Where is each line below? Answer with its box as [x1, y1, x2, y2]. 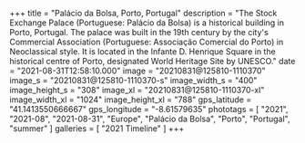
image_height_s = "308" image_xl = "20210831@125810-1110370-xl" [9, 85, 265, 95]
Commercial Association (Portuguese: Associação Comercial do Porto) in [9, 36, 284, 47]
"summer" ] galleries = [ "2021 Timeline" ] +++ [9, 123, 185, 134]
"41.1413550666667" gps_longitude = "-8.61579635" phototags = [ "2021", [9, 104, 289, 114]
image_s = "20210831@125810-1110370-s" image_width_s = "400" [9, 75, 258, 85]
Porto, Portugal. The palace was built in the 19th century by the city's [9, 27, 269, 37]
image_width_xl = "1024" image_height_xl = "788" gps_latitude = [9, 94, 252, 105]
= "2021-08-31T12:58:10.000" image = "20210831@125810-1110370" [9, 65, 266, 76]
